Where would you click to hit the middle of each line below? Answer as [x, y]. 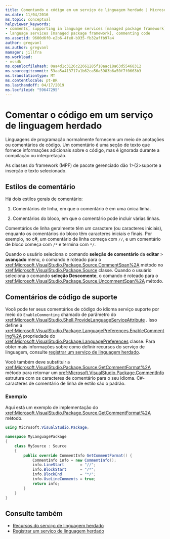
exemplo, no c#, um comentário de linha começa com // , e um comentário [83, 239]
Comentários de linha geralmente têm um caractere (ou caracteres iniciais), [84, 229]
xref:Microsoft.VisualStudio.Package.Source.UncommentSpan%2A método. [84, 281]
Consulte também [34, 513]
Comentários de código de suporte [61, 297]
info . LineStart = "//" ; [64, 465]
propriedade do [39, 336]
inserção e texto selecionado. [36, 171]
